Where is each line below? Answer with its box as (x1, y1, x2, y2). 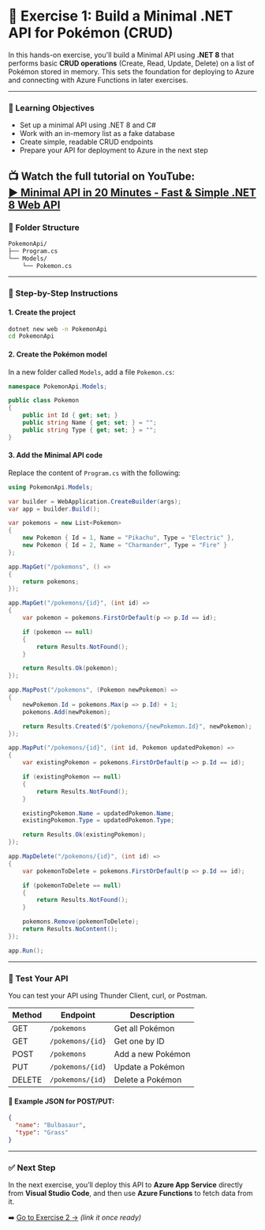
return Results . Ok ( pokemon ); (22, 664, 118, 673)
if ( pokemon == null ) (22, 628, 93, 636)
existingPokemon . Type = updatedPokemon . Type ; (22, 817, 175, 824)
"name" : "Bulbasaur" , (15, 1122, 87, 1130)
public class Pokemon (8, 397, 80, 405)
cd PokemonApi (8, 332, 55, 341)
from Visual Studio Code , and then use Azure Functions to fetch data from (8, 1189, 253, 1198)
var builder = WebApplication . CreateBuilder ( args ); (8, 497, 181, 505)
